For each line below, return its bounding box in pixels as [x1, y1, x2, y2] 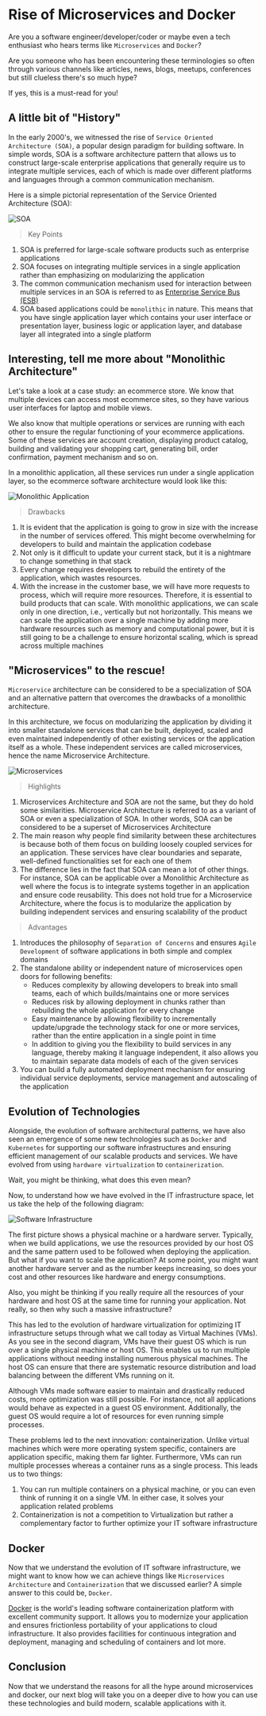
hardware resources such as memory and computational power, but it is [19, 623, 256, 634]
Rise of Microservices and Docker [8, 6, 236, 24]
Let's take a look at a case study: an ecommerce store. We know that [8, 386, 234, 396]
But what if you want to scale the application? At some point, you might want [8, 1255, 259, 1265]
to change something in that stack [19, 556, 132, 566]
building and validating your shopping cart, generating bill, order [8, 443, 218, 453]
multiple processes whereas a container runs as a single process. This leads [8, 1461, 258, 1470]
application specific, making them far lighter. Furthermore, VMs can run [8, 1453, 242, 1462]
